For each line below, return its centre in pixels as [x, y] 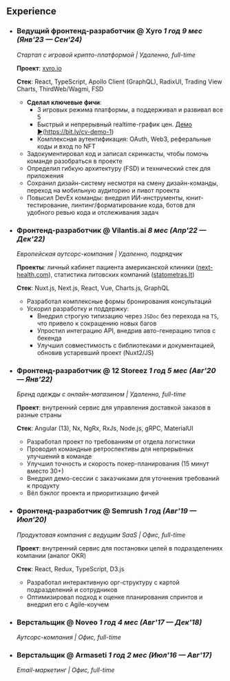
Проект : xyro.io [39, 68]
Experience [31, 11]
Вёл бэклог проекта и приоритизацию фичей [93, 493]
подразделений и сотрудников [72, 589]
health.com [32, 274]
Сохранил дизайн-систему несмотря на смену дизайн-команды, [122, 183]
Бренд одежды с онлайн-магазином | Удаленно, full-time [101, 394]
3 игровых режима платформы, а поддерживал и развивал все [130, 109]
